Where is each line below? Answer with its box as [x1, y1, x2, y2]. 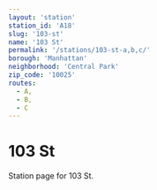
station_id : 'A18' [8, 21, 76, 30]
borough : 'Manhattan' [8, 54, 88, 63]
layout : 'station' [8, 12, 76, 22]
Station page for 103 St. [8, 171, 94, 181]
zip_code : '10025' [8, 71, 76, 80]
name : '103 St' [8, 37, 64, 47]
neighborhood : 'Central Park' [8, 63, 120, 72]
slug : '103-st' [8, 29, 64, 38]
